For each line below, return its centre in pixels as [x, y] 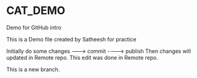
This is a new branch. [33, 69]
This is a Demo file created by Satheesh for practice [71, 39]
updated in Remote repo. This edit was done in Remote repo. [82, 57]
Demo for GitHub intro [34, 27]
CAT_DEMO [36, 11]
